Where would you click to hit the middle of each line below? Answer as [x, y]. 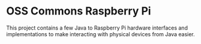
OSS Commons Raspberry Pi [79, 11]
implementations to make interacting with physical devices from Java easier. [100, 34]
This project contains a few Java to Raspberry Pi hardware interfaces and [97, 28]
